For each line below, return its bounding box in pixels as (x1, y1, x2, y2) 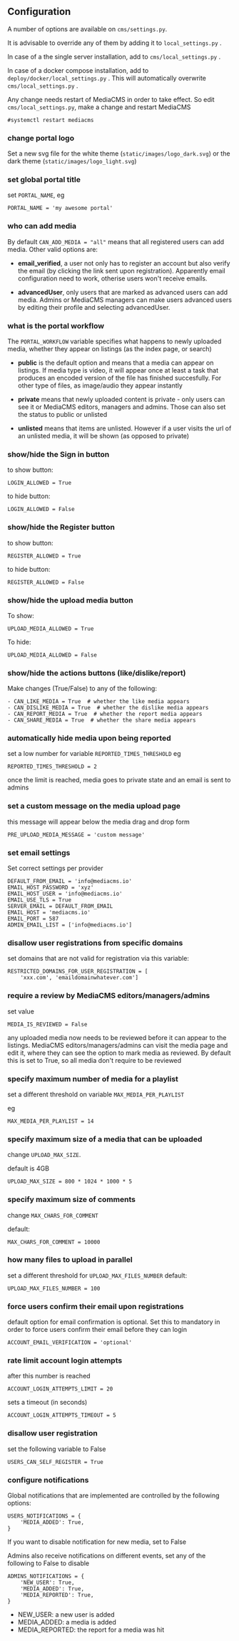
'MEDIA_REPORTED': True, (20, 1592, 94, 1599)
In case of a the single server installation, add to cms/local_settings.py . (7, 52, 221, 61)
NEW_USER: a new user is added (17, 1610, 116, 1619)
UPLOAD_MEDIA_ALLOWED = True (7, 625, 94, 632)
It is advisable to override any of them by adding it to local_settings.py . (7, 39, 223, 47)
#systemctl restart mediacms (7, 116, 94, 123)
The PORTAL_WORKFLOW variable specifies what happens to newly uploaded (7, 337, 222, 345)
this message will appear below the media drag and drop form (7, 817, 190, 826)
